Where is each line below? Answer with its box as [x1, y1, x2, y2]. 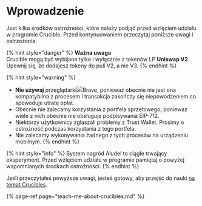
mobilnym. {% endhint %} [15, 138, 80, 145]
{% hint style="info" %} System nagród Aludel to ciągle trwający [6, 149, 167, 157]
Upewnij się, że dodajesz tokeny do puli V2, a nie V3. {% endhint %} [6, 62, 177, 69]
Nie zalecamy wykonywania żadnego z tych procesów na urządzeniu [15, 131, 189, 139]
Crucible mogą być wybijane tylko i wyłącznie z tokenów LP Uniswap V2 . [6, 55, 190, 63]
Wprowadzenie [6, 4, 84, 18]
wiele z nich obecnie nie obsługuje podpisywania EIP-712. [15, 112, 160, 119]
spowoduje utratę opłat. [15, 99, 75, 106]
